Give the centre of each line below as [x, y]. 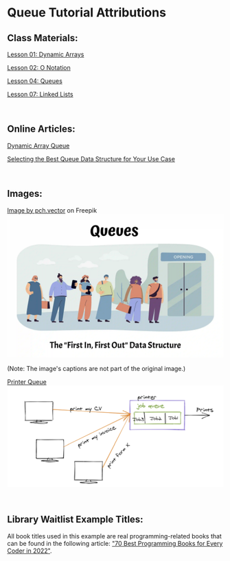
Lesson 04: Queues [35, 81]
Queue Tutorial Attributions [87, 13]
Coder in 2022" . [30, 551]
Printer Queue [27, 382]
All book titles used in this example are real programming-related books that [114, 536]
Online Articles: [41, 129]
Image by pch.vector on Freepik [52, 210]
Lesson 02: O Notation [39, 68]
